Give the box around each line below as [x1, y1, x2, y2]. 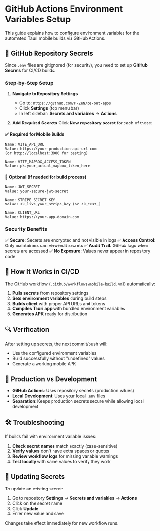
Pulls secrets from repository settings [12, 290, 89, 296]
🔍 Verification [5, 326, 50, 334]
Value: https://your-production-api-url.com [5, 146, 97, 152]
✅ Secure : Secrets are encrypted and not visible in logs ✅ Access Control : [5, 237, 156, 243]
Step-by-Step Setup [5, 80, 53, 86]
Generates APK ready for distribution [12, 311, 88, 317]
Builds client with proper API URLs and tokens [12, 300, 106, 306]
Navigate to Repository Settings [12, 91, 78, 97]
